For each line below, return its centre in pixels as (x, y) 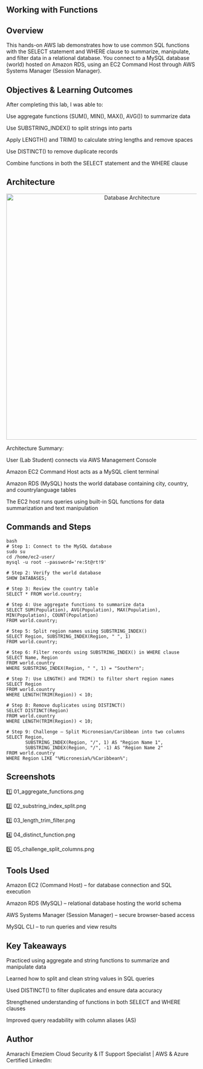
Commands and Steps (49, 527)
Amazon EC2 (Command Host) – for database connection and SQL (89, 885)
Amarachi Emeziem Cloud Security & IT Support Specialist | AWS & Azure (98, 1054)
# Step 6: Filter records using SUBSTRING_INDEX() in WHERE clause (93, 652)
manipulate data (26, 967)
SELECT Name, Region (32, 657)
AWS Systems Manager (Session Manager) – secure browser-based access (101, 915)
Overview (25, 31)
